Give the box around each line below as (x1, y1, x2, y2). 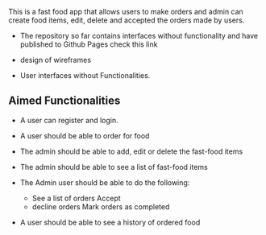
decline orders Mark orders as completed (31, 201, 170, 212)
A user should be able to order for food (19, 130, 150, 140)
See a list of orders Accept (31, 193, 121, 203)
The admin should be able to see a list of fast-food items (19, 162, 208, 171)
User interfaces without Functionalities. (19, 71, 151, 80)
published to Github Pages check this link (19, 39, 158, 49)
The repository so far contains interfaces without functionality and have (19, 31, 259, 40)
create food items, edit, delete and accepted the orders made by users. (8, 15, 245, 25)
